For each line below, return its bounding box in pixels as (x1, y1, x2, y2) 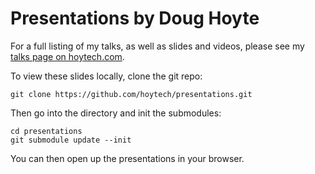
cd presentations (10, 126, 83, 136)
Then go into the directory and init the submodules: (10, 107, 222, 119)
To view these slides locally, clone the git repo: (10, 70, 203, 82)
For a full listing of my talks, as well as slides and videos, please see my (10, 40, 305, 52)
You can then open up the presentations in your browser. (10, 152, 245, 164)
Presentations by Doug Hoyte (10, 7, 260, 30)
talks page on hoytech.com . (10, 50, 125, 62)
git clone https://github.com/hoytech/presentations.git (10, 89, 253, 99)
